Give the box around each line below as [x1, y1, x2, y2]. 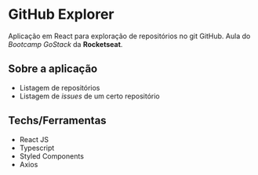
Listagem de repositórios [19, 83, 100, 92]
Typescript [19, 143, 55, 152]
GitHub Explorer [8, 5, 115, 23]
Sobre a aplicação [8, 62, 98, 76]
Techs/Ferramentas [8, 114, 107, 127]
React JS [19, 134, 49, 144]
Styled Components [19, 151, 85, 161]
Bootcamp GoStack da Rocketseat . [8, 39, 123, 48]
